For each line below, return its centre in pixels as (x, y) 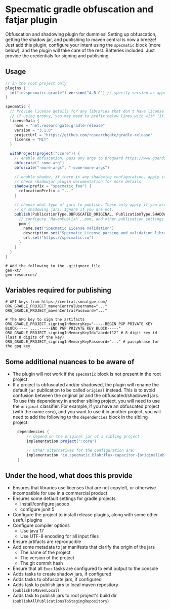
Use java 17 (32, 531)
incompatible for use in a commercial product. (60, 493)
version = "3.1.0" (34, 130)
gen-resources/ (21, 275)
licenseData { (25, 121)
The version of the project (47, 558)
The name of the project (45, 552)
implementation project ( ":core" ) (61, 441)
